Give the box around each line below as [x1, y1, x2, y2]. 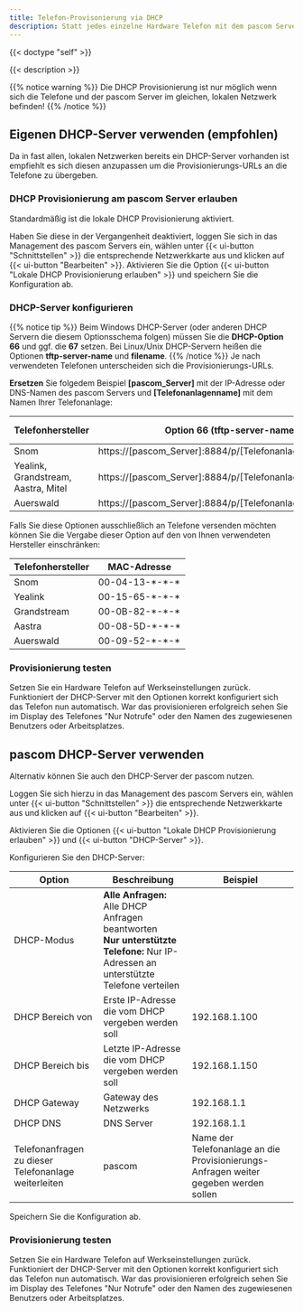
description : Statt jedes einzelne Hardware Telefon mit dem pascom [9, 22, 272, 31]
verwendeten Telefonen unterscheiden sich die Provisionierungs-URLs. [9, 360, 274, 370]
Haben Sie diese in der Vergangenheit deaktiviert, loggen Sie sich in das [9, 230, 278, 241]
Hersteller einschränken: [9, 539, 101, 549]
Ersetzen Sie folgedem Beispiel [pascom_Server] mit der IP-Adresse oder [9, 377, 286, 389]
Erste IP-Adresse [103, 994, 177, 1007]
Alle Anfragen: [103, 889, 167, 902]
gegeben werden [191, 1176, 264, 1189]
